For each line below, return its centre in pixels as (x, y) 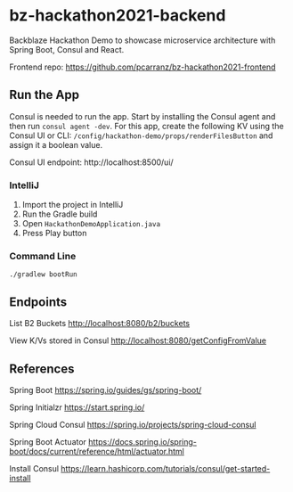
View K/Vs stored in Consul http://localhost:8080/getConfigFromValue (138, 340)
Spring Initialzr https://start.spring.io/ (77, 407)
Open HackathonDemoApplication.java (91, 224)
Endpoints (38, 302)
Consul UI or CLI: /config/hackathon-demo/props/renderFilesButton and (141, 135)
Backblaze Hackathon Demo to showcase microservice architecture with (142, 40)
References (42, 369)
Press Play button (54, 234)
